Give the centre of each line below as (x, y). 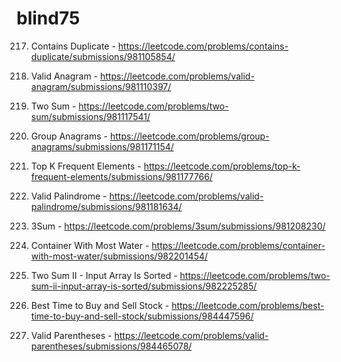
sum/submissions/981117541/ (90, 116)
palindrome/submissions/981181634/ (106, 206)
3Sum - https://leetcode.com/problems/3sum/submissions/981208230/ (178, 226)
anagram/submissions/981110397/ (101, 86)
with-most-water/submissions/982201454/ (119, 256)
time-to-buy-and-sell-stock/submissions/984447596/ (142, 316)
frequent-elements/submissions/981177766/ (121, 176)
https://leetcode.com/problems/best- (248, 305)
